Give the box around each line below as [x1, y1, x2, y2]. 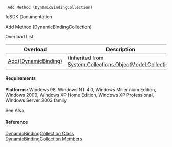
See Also [5, 108, 25, 114]
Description [105, 46, 136, 53]
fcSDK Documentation [5, 14, 52, 20]
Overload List [5, 34, 34, 39]
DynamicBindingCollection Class [5, 131, 74, 137]
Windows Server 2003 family [5, 97, 67, 103]
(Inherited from [67, 54, 104, 61]
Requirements [5, 75, 36, 81]
